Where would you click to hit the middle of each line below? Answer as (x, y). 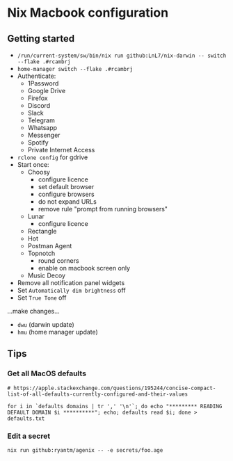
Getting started (41, 39)
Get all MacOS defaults (47, 373)
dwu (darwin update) (46, 324)
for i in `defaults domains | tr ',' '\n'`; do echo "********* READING (115, 406)
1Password (43, 83)
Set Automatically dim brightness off (72, 290)
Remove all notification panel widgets (71, 283)
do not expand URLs (67, 202)
